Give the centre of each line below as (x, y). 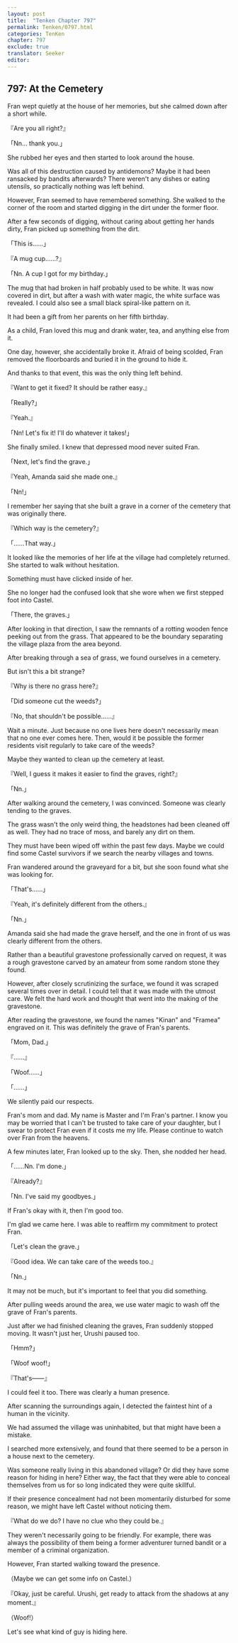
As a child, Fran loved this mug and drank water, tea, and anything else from (118, 330)
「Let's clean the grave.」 (45, 1246)
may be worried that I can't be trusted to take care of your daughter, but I (114, 1122)
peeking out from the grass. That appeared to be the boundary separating (115, 636)
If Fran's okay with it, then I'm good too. (66, 1210)
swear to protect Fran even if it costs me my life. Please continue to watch (115, 1130)
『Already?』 (27, 1181)
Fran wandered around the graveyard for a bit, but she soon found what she (118, 867)
